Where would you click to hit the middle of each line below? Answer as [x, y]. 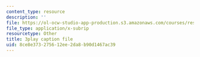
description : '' [26, 17]
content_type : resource [36, 12]
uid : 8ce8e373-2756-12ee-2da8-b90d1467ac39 [61, 45]
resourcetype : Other [32, 34]
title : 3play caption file [40, 39]
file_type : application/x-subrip [48, 28]
